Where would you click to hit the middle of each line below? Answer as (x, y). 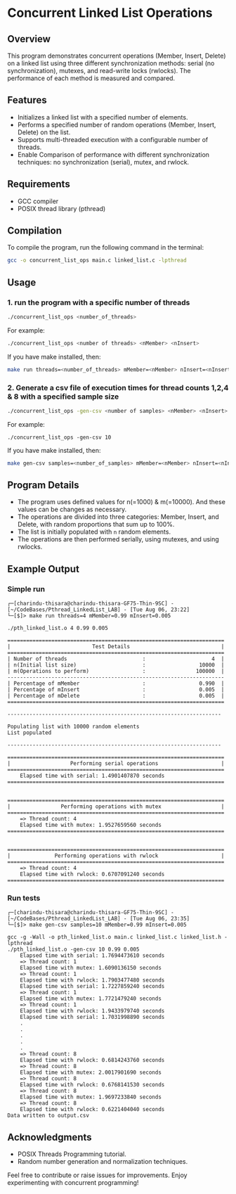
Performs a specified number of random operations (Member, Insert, (117, 124)
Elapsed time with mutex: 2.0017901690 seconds (91, 1073)
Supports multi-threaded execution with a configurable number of (113, 139)
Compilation (34, 231)
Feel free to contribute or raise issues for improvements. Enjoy (97, 1175)
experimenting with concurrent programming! (73, 1183)
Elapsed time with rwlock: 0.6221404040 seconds (92, 1110)
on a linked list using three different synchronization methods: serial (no (111, 63)
